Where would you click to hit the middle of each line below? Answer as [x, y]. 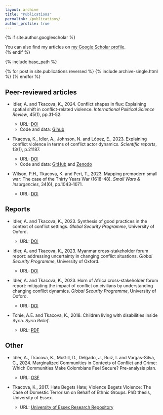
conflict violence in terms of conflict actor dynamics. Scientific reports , [84, 144]
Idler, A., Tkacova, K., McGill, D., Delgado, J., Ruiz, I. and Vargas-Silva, [84, 357]
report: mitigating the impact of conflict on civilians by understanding [82, 285]
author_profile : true [27, 23]
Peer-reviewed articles [41, 92]
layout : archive [22, 10]
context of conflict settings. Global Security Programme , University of [83, 226]
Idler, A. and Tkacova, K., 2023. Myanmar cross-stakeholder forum [80, 251]
